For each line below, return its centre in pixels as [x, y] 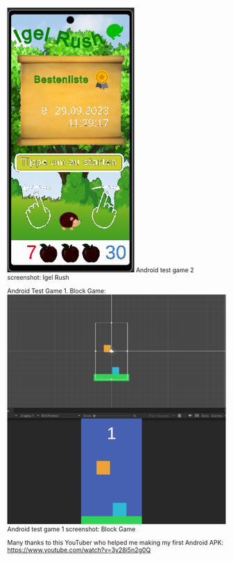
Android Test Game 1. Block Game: [57, 291]
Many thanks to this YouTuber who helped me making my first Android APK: [115, 542]
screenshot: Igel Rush [38, 277]
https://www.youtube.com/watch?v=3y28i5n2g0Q [79, 550]
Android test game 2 [165, 270]
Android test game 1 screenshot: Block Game [71, 529]
